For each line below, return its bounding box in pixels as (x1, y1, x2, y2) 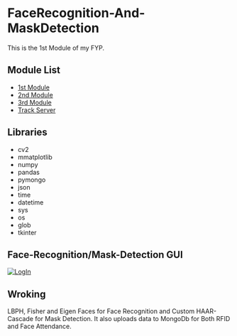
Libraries (7, 126, 48, 139)
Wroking (7, 288, 46, 300)
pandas (17, 168, 40, 176)
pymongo (17, 175, 46, 184)
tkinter (17, 228, 37, 237)
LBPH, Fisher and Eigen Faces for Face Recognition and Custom (7, 307, 195, 315)
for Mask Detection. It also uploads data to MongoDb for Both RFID (35, 315, 231, 323)
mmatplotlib (17, 153, 53, 161)
